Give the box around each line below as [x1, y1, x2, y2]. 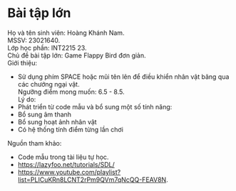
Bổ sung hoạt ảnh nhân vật [17, 117, 98, 126]
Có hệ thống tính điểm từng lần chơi [17, 125, 123, 133]
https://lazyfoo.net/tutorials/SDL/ [17, 160, 116, 168]
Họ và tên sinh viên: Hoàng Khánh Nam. [7, 28, 125, 37]
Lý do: [17, 94, 36, 104]
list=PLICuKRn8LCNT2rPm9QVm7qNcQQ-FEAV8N [17, 175, 167, 184]
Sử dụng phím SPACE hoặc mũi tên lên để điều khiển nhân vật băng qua [17, 72, 230, 81]
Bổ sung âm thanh [17, 110, 72, 119]
